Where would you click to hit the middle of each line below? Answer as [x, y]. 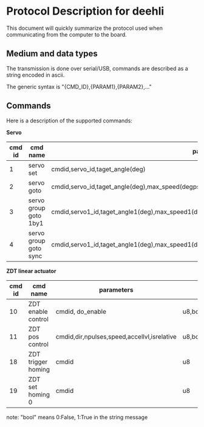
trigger [38, 362]
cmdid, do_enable [81, 311]
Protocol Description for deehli [85, 11]
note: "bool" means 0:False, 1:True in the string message [77, 417]
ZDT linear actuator [31, 271]
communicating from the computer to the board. [67, 34]
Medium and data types [52, 54]
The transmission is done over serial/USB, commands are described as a [97, 68]
